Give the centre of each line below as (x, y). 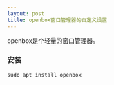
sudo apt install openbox (44, 75)
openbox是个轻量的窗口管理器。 (53, 40)
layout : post (26, 13)
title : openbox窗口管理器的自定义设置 (57, 20)
